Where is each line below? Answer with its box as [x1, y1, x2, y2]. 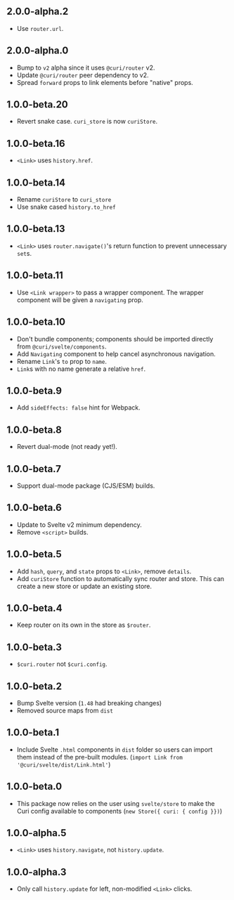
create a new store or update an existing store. [16, 582, 152, 590]
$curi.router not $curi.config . [16, 660, 108, 668]
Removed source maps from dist [16, 706, 114, 715]
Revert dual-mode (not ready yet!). [16, 443, 117, 451]
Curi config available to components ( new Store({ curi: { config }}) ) [16, 807, 223, 815]
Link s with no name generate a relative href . [16, 365, 145, 373]
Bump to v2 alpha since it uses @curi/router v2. [16, 63, 155, 72]
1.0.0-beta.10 [6, 316, 66, 328]
